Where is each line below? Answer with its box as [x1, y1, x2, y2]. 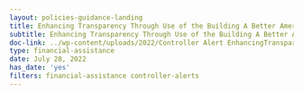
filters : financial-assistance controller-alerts [9, 72, 200, 81]
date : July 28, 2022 [9, 55, 87, 64]
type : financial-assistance [9, 47, 115, 56]
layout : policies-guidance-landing [9, 13, 143, 22]
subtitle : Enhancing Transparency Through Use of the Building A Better [9, 30, 289, 38]
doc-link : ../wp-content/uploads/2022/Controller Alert [9, 38, 224, 47]
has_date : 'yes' [9, 64, 70, 73]
